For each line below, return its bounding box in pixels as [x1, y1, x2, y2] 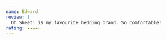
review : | [5, 14, 31, 20]
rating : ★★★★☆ [5, 25, 41, 31]
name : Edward [5, 8, 38, 15]
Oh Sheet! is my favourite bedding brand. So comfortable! [11, 19, 162, 25]
